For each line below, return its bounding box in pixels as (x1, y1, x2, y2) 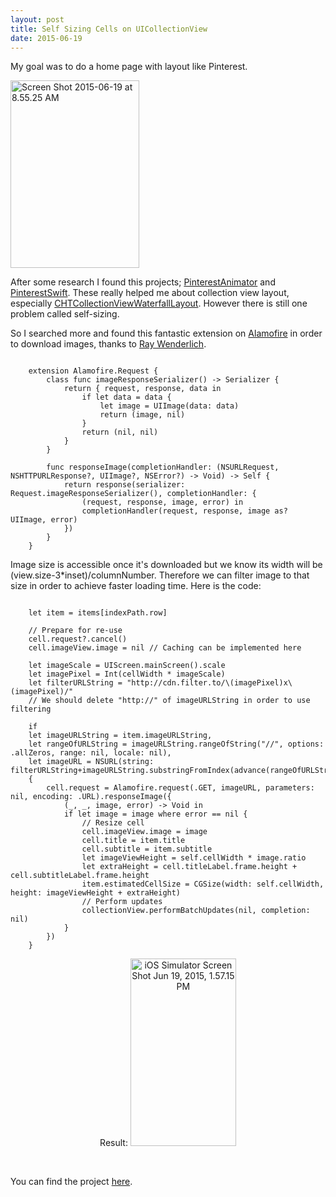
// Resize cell (81, 818, 145, 828)
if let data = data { (81, 392, 172, 403)
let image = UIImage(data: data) (99, 401, 240, 411)
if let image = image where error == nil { (63, 809, 248, 820)
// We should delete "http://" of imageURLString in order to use (28, 696, 311, 706)
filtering (10, 704, 52, 715)
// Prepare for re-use (28, 626, 123, 636)
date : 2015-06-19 (10, 33, 83, 43)
